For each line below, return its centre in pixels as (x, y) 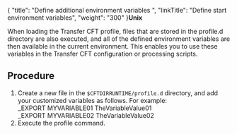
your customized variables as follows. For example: (92, 100)
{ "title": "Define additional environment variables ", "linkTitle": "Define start (117, 10)
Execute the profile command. (62, 123)
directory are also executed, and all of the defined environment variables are (119, 39)
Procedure (31, 76)
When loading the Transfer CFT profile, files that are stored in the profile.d (115, 31)
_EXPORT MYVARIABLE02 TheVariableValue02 (86, 115)
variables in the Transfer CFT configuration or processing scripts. (103, 54)
